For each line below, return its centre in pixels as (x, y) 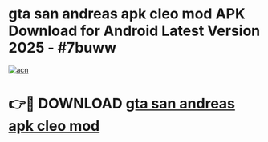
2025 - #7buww (63, 48)
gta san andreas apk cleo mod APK (127, 14)
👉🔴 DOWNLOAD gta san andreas (122, 104)
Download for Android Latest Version (134, 31)
